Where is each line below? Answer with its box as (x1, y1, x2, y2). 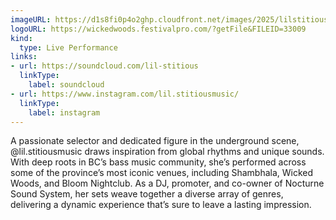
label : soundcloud (28, 80, 105, 90)
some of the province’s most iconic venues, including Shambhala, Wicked (10, 167, 314, 179)
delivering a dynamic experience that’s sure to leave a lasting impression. (10, 199, 312, 211)
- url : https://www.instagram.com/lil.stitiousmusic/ (10, 89, 240, 99)
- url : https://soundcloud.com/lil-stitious (10, 61, 199, 71)
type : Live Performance (19, 42, 118, 53)
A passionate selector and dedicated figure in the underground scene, (10, 135, 300, 147)
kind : (10, 33, 33, 43)
